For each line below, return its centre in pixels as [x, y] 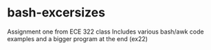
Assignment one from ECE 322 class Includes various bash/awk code [105, 32]
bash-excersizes [56, 13]
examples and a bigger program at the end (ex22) [77, 38]
